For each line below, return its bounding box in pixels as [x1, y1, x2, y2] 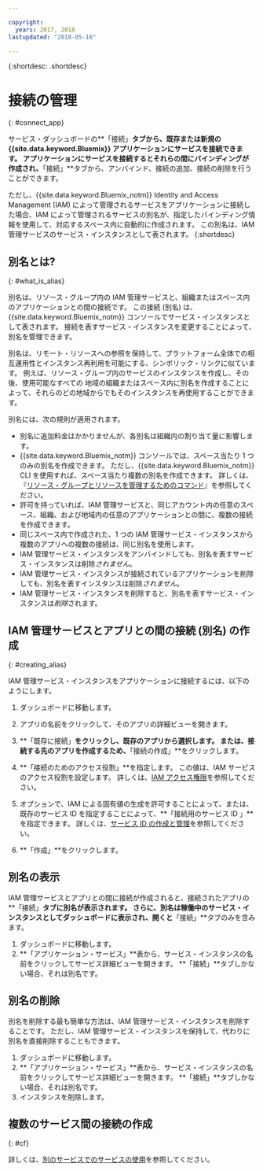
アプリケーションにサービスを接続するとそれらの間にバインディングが [22, 154, 250, 164]
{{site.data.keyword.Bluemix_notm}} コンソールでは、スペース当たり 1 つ [19, 451, 254, 460]
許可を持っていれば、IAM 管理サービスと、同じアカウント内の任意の [19, 501, 241, 510]
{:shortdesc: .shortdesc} [8, 61, 88, 71]
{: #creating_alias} [8, 659, 68, 669]
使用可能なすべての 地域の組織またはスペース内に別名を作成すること [21, 379, 243, 388]
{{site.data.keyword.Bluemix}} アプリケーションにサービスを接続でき [8, 144, 237, 153]
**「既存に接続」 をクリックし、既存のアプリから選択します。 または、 [19, 736, 248, 745]
